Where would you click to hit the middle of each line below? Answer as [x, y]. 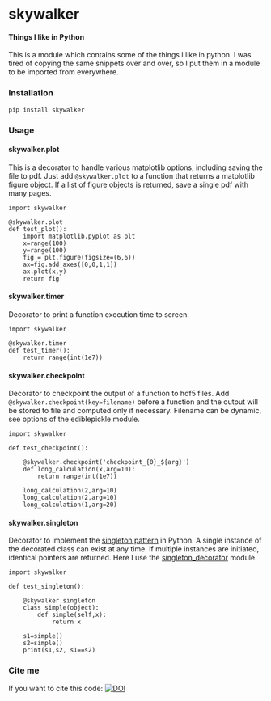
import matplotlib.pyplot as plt [79, 236]
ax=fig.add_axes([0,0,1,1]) [70, 264]
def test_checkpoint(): [49, 448]
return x [66, 622]
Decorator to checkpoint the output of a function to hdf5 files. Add [119, 394]
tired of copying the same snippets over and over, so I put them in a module [134, 63]
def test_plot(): [38, 229]
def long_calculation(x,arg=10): [79, 470]
